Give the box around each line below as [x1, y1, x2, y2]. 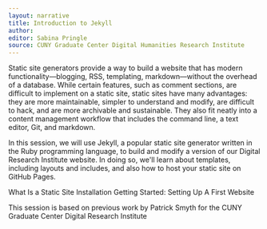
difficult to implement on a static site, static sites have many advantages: [8, 89, 248, 98]
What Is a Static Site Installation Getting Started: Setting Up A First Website [8, 188, 254, 197]
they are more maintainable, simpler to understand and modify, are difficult [8, 97, 254, 107]
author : [8, 26, 34, 34]
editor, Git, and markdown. [8, 123, 96, 132]
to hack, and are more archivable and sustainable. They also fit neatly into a [8, 105, 257, 116]
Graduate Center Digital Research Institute [8, 211, 148, 221]
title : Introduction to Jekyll [8, 19, 113, 27]
